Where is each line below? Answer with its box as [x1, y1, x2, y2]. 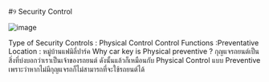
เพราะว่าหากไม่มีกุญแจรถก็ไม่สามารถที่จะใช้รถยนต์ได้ [8, 64, 145, 74]
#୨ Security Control [8, 7, 72, 16]
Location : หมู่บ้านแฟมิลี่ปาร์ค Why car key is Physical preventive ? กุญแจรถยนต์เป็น [8, 47, 259, 56]
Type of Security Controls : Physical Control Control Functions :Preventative [8, 38, 259, 47]
